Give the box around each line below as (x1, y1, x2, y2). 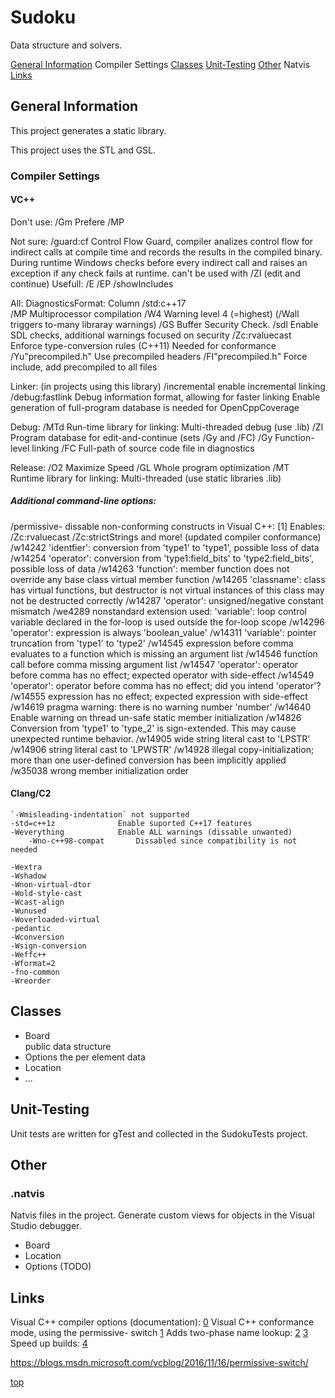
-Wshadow (10, 871, 47, 881)
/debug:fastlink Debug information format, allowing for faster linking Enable (10, 391, 321, 403)
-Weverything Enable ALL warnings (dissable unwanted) (10, 827, 293, 838)
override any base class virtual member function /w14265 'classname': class (10, 573, 326, 585)
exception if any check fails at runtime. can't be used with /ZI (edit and (10, 267, 301, 279)
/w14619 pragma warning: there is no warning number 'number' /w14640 (10, 701, 312, 713)
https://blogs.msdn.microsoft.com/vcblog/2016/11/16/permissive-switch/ (10, 1357, 309, 1369)
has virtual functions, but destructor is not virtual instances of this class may (10, 584, 325, 596)
